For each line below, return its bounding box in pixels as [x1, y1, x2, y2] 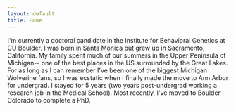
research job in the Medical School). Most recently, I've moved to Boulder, [7, 89, 222, 97]
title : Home [7, 17, 42, 24]
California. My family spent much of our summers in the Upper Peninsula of [7, 51, 227, 60]
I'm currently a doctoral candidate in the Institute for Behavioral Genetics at [7, 36, 225, 44]
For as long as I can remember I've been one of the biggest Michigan [7, 66, 208, 74]
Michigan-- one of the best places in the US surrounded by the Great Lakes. [7, 58, 228, 67]
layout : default [7, 10, 55, 18]
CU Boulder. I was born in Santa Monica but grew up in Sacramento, [7, 44, 205, 52]
